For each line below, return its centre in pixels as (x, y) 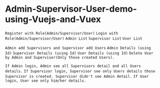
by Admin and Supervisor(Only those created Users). (60, 57)
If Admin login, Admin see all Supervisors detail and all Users (73, 66)
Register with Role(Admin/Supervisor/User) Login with (62, 33)
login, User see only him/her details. (46, 81)
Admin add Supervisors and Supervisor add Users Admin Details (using (78, 48)
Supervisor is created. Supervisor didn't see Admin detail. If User (77, 76)
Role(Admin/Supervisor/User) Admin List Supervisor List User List (74, 38)
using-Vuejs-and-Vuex (53, 19)
